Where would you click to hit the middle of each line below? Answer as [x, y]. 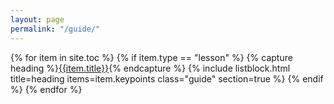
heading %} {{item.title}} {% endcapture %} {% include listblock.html [150, 68]
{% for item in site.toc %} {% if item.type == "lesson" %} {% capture [151, 57]
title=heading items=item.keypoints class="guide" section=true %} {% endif [167, 78]
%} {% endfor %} [46, 89]
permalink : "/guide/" [55, 29]
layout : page [37, 19]
